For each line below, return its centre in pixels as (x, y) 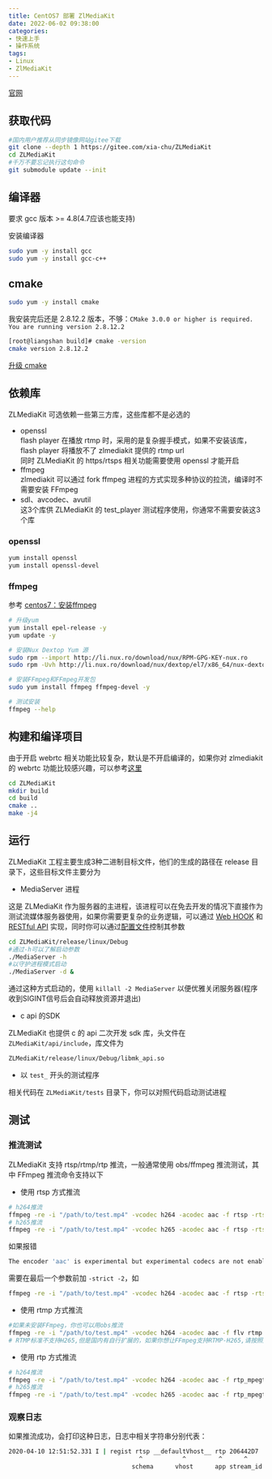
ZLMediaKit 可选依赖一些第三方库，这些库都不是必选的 (99, 414)
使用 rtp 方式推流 (48, 1357)
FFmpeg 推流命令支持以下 (60, 1174)
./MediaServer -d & (41, 972)
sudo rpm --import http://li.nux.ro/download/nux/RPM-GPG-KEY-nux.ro (128, 657)
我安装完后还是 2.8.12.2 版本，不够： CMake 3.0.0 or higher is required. (131, 319)
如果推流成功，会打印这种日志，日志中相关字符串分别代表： (108, 1436)
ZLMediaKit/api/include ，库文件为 (66, 1043)
